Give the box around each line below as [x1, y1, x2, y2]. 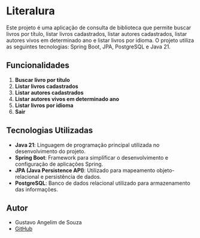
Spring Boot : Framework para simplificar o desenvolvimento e [14, 154, 169, 161]
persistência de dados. [44, 173, 102, 180]
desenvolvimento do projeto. [14, 148, 86, 155]
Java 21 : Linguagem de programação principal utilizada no [14, 141, 160, 148]
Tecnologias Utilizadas [6, 126, 93, 136]
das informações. [14, 185, 58, 193]
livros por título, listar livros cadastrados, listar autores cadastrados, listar [6, 30, 187, 37]
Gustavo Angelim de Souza [14, 219, 82, 226]
